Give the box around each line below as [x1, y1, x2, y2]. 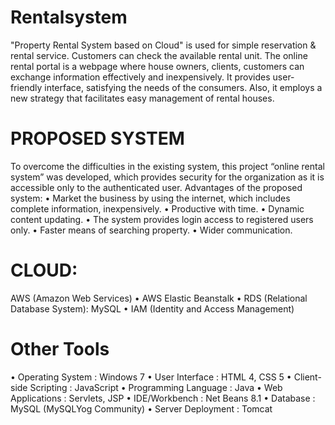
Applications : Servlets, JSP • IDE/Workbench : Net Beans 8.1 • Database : [10, 392, 316, 404]
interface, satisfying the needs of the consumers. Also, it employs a [44, 81, 323, 93]
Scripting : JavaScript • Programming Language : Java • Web [29, 381, 283, 393]
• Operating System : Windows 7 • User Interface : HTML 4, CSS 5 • [10, 371, 292, 383]
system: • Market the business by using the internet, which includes [10, 192, 291, 204]
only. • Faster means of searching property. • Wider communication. [10, 224, 293, 236]
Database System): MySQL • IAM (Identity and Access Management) [10, 302, 295, 315]
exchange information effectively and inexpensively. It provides [10, 71, 271, 83]
